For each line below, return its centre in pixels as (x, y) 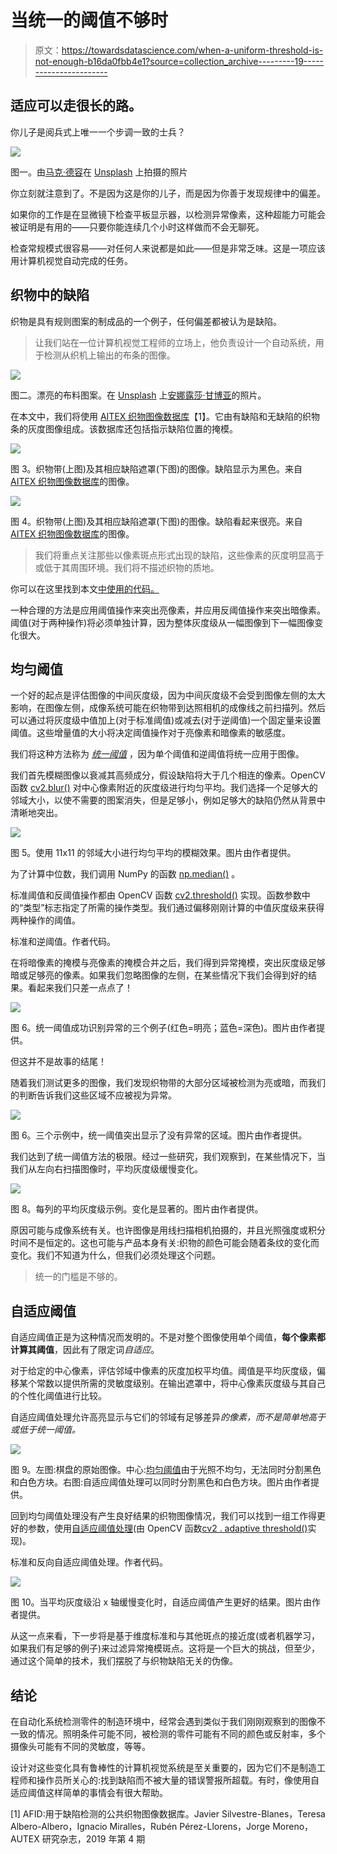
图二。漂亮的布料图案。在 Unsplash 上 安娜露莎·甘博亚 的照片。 (138, 395)
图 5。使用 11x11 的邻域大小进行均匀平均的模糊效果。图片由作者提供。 (153, 853)
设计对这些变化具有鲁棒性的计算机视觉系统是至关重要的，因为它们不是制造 (163, 1767)
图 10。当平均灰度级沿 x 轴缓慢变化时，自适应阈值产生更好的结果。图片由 (161, 1602)
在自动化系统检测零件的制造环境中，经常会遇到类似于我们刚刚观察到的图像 (163, 1721)
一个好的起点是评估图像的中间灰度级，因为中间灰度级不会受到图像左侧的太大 (168, 695)
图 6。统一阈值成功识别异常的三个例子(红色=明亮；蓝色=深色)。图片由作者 (163, 1028)
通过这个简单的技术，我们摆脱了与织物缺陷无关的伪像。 (124, 1661)
